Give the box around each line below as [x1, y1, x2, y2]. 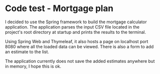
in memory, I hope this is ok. [5, 63, 62, 69]
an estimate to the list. [5, 49, 49, 55]
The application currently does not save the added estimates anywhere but [5, 58, 155, 64]
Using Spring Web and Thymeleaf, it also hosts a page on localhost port [5, 38, 149, 44]
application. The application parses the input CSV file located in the [5, 24, 140, 30]
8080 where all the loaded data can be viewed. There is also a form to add [5, 44, 154, 49]
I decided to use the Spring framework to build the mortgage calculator [5, 19, 147, 25]
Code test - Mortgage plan [5, 3, 113, 14]
